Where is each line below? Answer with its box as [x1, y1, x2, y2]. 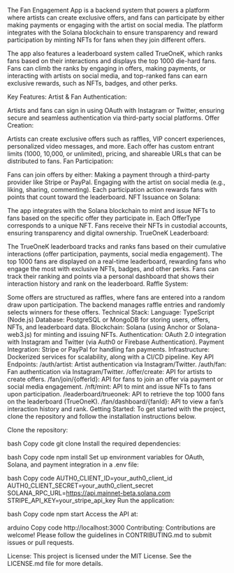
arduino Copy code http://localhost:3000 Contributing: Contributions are [7, 523, 216, 532]
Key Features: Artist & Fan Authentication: [7, 92, 127, 101]
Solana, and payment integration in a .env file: [7, 460, 140, 469]
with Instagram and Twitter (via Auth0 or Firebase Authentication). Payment [7, 338, 225, 346]
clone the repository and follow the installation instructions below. [7, 413, 196, 420]
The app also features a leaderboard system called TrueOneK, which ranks [7, 49, 223, 57]
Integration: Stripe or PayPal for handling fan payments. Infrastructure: [7, 345, 210, 353]
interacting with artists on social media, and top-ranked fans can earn [7, 71, 207, 80]
